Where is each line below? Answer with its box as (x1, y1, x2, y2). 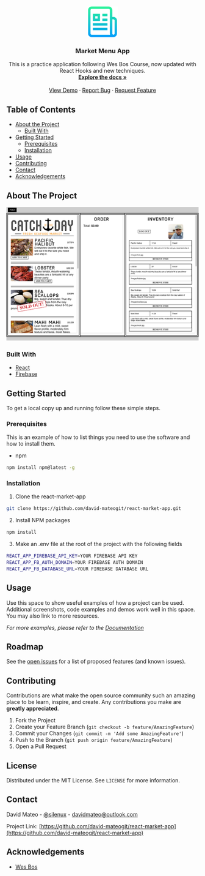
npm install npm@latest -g (6, 465, 75, 471)
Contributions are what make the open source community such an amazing (6, 692, 195, 699)
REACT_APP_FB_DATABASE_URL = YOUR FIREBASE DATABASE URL (6, 566, 149, 572)
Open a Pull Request (15, 743, 67, 750)
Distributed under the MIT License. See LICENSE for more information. (6, 777, 180, 784)
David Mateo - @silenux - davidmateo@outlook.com (6, 810, 138, 818)
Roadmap (6, 642, 44, 652)
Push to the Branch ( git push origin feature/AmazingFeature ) (15, 736, 173, 744)
